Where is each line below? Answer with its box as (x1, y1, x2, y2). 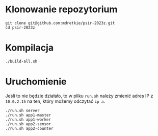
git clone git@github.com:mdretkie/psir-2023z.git (5, 20, 115, 26)
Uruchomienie (5, 76, 67, 87)
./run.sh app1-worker (5, 117, 51, 122)
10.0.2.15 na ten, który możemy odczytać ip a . (5, 98, 106, 104)
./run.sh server (5, 108, 40, 113)
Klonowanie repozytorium (5, 4, 118, 15)
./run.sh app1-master (5, 112, 51, 118)
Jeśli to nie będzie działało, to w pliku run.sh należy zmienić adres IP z (5, 93, 153, 99)
